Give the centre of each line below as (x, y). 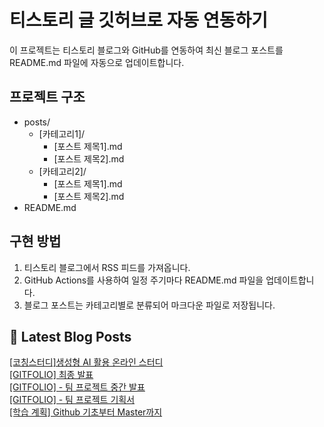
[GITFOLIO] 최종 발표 (51, 375)
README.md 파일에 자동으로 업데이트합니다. (97, 62)
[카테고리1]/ (62, 133)
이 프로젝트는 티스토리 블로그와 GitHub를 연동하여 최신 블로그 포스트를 (146, 50)
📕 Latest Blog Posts (70, 336)
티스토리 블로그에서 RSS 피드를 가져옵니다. (107, 267)
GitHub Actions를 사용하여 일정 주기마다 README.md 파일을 (143, 280)
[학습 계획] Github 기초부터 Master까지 (86, 412)
